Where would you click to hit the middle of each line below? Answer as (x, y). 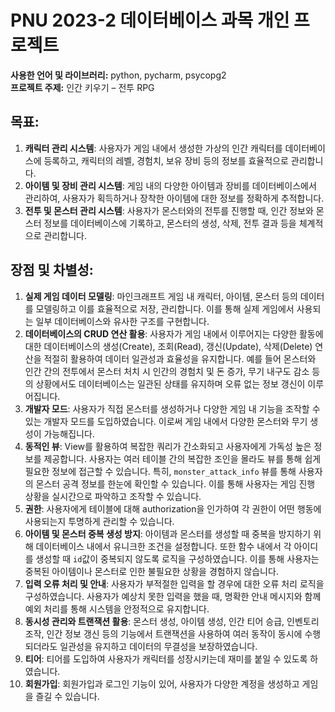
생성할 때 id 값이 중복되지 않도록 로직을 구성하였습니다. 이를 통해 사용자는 (177, 558)
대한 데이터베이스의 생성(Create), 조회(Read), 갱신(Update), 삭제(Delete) (168, 346)
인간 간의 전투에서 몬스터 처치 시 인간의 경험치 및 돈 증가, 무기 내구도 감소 (167, 371)
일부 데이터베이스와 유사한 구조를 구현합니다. (122, 321)
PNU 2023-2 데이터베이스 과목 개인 (150, 20)
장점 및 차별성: (52, 270)
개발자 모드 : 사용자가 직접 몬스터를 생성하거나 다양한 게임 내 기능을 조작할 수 (172, 408)
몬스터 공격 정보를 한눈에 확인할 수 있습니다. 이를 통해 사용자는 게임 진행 (175, 483)
